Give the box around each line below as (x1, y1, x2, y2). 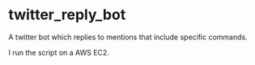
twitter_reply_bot (8, 6, 126, 24)
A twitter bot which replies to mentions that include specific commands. (8, 32, 249, 42)
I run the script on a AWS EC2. (8, 47, 109, 57)
